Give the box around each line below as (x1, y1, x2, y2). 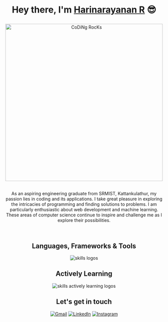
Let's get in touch (56, 297, 112, 306)
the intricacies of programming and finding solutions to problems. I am (11, 201, 157, 207)
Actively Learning (55, 270, 113, 278)
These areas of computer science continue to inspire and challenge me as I (6, 212, 162, 218)
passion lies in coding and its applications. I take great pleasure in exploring (6, 196, 162, 202)
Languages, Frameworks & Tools (32, 242, 136, 250)
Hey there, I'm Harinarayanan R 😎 (12, 4, 156, 16)
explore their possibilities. (57, 217, 111, 223)
